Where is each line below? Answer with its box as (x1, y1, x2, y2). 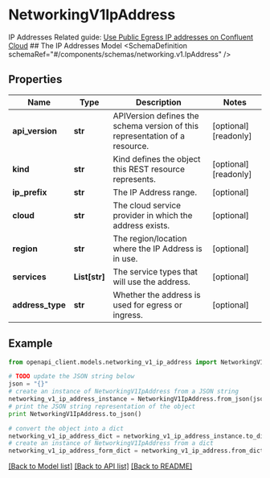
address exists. (112, 220, 170, 231)
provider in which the (112, 209, 193, 220)
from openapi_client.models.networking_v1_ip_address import (8, 358, 218, 366)
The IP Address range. (112, 187, 198, 198)
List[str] (73, 271, 106, 282)
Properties (8, 72, 63, 86)
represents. (112, 173, 157, 184)
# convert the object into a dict (8, 424, 125, 432)
